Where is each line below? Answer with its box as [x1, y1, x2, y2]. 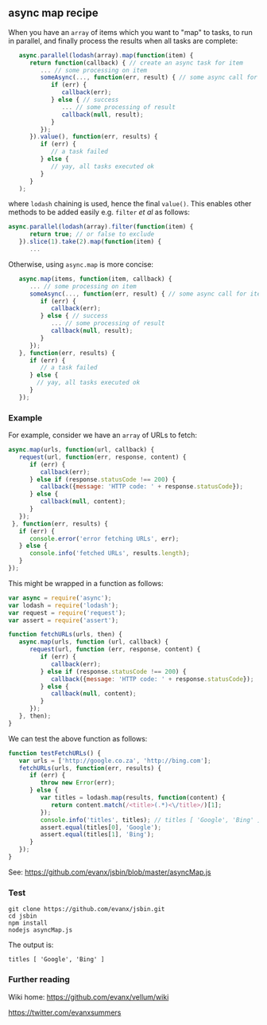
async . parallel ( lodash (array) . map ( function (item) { [18, 51, 194, 59]
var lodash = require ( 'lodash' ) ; [8, 601, 119, 609]
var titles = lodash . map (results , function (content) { [40, 794, 226, 802]
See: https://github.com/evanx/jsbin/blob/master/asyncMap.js [8, 867, 212, 877]
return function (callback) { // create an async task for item [29, 59, 244, 67]
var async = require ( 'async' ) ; [8, 593, 112, 602]
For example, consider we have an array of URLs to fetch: [8, 430, 197, 440]
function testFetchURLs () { [8, 749, 102, 757]
